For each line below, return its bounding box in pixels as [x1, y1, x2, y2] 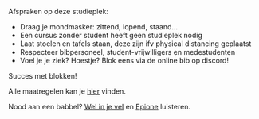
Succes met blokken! [8, 71, 77, 80]
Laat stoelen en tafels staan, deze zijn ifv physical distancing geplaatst [19, 39, 252, 48]
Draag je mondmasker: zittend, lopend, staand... [19, 22, 178, 31]
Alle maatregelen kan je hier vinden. [8, 86, 126, 96]
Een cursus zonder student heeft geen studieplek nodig [19, 31, 203, 40]
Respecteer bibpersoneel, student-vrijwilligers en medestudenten [19, 48, 236, 56]
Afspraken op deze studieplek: [8, 7, 109, 16]
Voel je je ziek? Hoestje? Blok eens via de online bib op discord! [19, 56, 230, 65]
